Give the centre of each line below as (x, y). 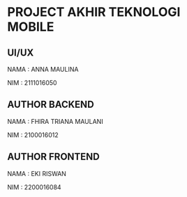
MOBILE (31, 27)
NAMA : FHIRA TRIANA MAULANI (55, 121)
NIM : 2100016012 (33, 135)
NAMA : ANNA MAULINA (43, 69)
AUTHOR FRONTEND (53, 157)
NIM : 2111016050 (32, 83)
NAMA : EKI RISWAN (37, 173)
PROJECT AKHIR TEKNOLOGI (94, 12)
